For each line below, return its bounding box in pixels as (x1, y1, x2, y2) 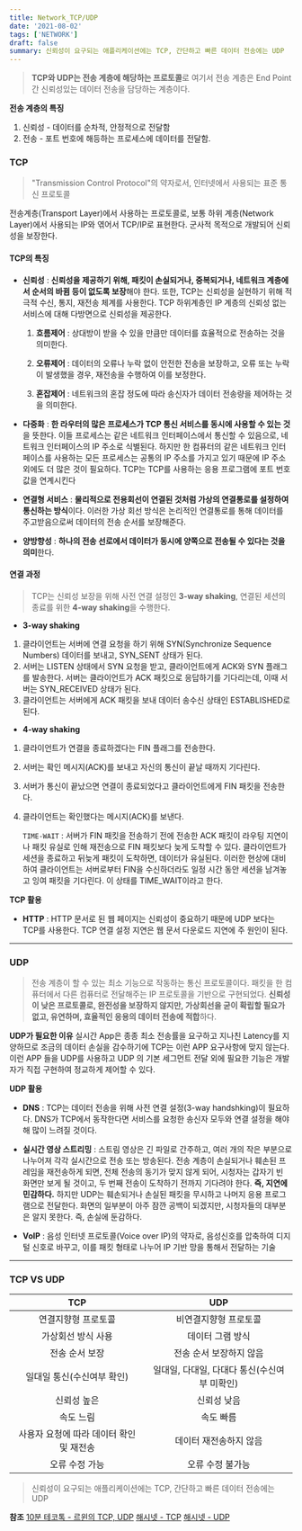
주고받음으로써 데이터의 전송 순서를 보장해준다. (22, 516, 187, 527)
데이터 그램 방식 (187, 1330, 251, 1343)
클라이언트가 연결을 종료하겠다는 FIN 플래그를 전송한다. (22, 742, 216, 753)
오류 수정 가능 (49, 1458, 105, 1471)
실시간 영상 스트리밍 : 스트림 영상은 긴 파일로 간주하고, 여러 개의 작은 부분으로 (22, 1144, 292, 1155)
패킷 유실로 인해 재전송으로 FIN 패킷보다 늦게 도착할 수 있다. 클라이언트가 (31, 841, 287, 852)
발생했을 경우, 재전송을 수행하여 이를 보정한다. (45, 369, 207, 380)
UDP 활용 (9, 1083, 43, 1094)
